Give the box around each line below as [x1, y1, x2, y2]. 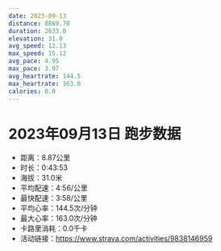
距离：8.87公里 [19, 153, 71, 163]
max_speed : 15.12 [8, 49, 67, 57]
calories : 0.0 [8, 87, 56, 96]
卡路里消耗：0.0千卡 [19, 223, 88, 233]
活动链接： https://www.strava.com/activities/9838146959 [19, 234, 213, 244]
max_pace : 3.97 [8, 65, 60, 73]
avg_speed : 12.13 [8, 42, 67, 50]
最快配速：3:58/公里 [19, 194, 88, 203]
